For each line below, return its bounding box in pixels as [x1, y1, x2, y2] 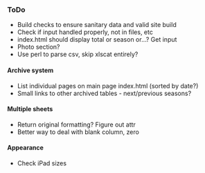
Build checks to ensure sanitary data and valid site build [17, 21, 177, 29]
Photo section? [17, 43, 60, 51]
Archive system [7, 66, 54, 74]
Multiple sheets [7, 105, 53, 113]
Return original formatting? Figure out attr [17, 120, 136, 129]
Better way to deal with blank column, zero [17, 127, 140, 136]
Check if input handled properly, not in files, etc [17, 28, 154, 36]
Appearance [7, 144, 44, 152]
